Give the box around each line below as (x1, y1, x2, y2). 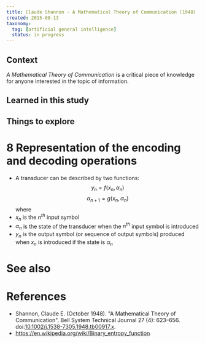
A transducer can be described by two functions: (15, 174, 140, 181)
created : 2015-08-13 (6, 15, 60, 21)
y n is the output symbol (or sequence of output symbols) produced (15, 231, 185, 239)
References (6, 290, 66, 304)
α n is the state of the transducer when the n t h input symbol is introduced (15, 221, 199, 231)
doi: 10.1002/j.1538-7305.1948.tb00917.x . (15, 323, 116, 330)
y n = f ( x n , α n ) (91, 184, 125, 192)
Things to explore (6, 116, 75, 127)
